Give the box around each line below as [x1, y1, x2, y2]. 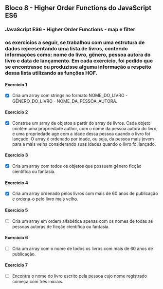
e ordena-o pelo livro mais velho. [12, 196, 79, 202]
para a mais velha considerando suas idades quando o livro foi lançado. [12, 141, 156, 147]
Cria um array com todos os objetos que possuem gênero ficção [12, 163, 142, 169]
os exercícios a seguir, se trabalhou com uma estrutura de [5, 39, 145, 46]
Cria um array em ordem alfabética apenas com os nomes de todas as [12, 218, 153, 224]
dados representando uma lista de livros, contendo [5, 45, 128, 52]
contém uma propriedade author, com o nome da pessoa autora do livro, [12, 125, 158, 131]
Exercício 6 [5, 235, 28, 241]
